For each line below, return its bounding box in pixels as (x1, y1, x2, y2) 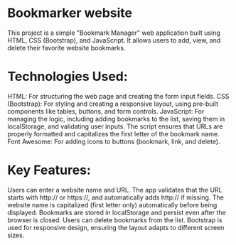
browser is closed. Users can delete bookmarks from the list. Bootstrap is (7, 215, 222, 224)
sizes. (7, 231, 25, 239)
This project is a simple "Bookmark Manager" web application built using (7, 28, 220, 37)
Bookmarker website (7, 5, 133, 21)
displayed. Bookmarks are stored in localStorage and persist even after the (7, 208, 226, 217)
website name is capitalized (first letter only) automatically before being (7, 200, 218, 209)
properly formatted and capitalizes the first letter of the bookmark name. (7, 129, 220, 138)
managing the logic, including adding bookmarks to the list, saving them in (7, 114, 225, 123)
